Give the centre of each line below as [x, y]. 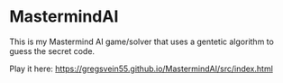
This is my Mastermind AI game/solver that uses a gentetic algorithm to [142, 41]
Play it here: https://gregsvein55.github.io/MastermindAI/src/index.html [141, 69]
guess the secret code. [52, 51]
